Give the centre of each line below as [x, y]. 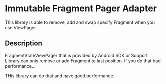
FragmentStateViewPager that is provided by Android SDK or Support [77, 55]
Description [24, 44]
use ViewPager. [21, 27]
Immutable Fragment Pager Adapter [81, 9]
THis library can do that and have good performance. [60, 76]
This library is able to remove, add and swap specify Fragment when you [80, 22]
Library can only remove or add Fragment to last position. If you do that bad [83, 61]
